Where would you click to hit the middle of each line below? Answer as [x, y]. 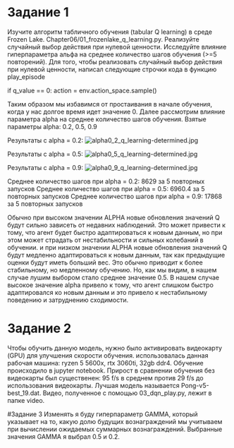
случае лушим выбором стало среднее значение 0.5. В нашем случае [113, 277]
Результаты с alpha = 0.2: [45, 140]
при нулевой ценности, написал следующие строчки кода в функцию [112, 69]
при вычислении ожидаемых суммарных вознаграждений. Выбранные [115, 429]
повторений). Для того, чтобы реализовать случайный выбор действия [115, 61]
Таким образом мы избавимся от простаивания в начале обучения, [110, 104]
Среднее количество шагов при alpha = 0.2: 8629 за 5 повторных [106, 181]
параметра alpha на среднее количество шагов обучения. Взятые [107, 119]
